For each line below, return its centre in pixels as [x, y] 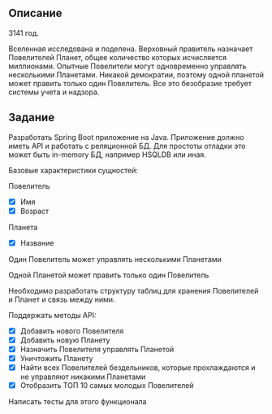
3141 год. [24, 33]
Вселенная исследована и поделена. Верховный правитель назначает [131, 49]
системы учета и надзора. [54, 92]
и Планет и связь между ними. [62, 299]
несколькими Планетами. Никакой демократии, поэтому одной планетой [136, 74]
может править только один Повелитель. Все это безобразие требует [130, 83]
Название [37, 242]
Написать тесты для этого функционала [78, 402]
